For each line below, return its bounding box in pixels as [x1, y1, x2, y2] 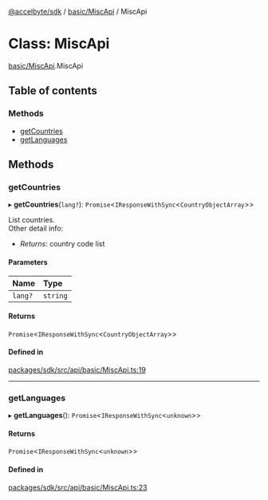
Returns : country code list [19, 239, 105, 249]
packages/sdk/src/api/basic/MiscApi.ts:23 [8, 482, 148, 492]
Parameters [8, 257, 48, 266]
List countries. [8, 215, 56, 225]
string [42, 291, 68, 300]
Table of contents [8, 84, 97, 98]
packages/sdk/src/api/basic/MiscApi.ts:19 [8, 364, 146, 374]
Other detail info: [8, 223, 64, 234]
